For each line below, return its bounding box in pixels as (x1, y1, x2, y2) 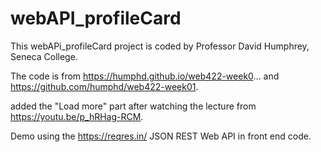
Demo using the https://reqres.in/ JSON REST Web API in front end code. (10, 130, 312, 142)
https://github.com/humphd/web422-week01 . (10, 80, 199, 92)
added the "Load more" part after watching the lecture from (10, 100, 257, 112)
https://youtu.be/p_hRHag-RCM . (10, 110, 144, 122)
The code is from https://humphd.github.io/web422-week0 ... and (10, 70, 280, 82)
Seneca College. (10, 50, 78, 62)
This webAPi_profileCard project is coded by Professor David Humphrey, (10, 40, 310, 52)
